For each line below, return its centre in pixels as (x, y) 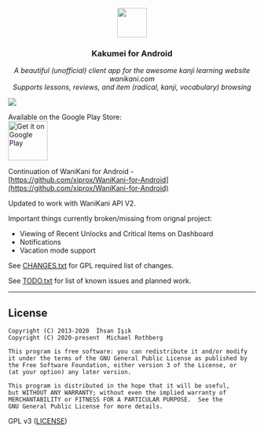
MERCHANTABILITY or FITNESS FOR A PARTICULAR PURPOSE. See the (115, 400)
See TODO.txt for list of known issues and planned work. (100, 281)
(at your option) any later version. (70, 373)
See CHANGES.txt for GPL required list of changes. (91, 266)
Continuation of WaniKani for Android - (71, 172)
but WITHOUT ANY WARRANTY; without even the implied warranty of (117, 393)
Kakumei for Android (132, 53)
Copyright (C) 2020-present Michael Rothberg (86, 338)
